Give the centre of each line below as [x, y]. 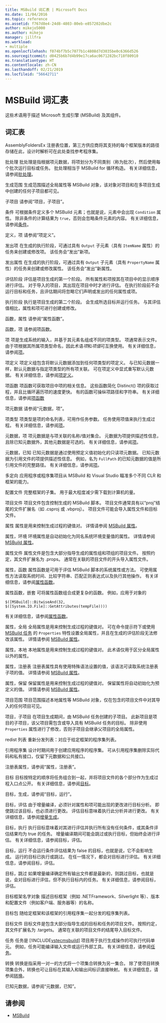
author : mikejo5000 [25, 28]
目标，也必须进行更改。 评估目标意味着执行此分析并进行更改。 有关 [91, 811]
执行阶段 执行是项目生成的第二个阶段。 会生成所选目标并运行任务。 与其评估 [83, 302]
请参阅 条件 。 [18, 224]
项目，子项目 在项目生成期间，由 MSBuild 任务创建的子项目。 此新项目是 [79, 717]
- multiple [16, 47]
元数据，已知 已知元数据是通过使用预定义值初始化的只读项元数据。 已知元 [80, 452]
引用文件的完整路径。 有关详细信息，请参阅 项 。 [54, 465]
